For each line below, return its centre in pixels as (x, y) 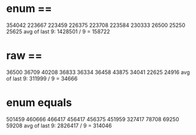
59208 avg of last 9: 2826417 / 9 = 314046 (59, 125)
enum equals (39, 103)
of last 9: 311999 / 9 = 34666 (42, 78)
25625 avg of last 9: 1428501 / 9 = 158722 (58, 31)
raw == (24, 56)
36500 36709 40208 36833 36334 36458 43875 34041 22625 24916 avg (98, 72)
